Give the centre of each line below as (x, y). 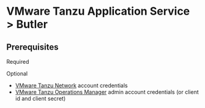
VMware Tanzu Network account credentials (71, 85)
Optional (17, 74)
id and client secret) (40, 98)
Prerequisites (32, 47)
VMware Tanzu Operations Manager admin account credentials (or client (107, 92)
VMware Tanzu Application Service (98, 11)
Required (18, 62)
